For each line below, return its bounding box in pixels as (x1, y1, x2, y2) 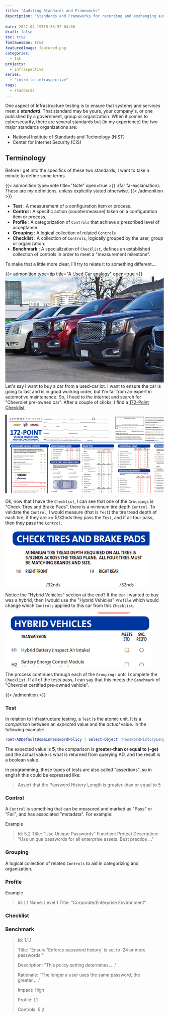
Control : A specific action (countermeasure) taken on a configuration (12, 208, 157, 214)
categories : (5, 50, 30, 56)
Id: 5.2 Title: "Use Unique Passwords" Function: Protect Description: (17, 831, 159, 837)
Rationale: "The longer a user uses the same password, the (17, 972, 140, 978)
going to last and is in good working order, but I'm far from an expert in (5, 388, 152, 394)
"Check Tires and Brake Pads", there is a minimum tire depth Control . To (5, 503, 155, 510)
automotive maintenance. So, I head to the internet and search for (5, 394, 142, 400)
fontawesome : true (5, 40, 44, 45)
